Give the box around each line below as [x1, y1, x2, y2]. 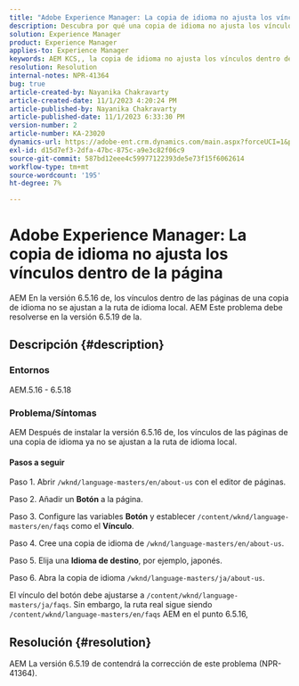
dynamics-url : [9, 137, 62, 146]
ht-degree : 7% [9, 179, 62, 188]
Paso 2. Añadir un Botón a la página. [9, 494, 144, 505]
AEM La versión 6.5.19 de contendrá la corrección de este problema [9, 658, 258, 669]
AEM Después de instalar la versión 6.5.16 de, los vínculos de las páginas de [9, 427, 288, 438]
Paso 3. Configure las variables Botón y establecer [9, 511, 196, 522]
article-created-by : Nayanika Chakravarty [9, 87, 169, 96]
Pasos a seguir [9, 457, 65, 467]
